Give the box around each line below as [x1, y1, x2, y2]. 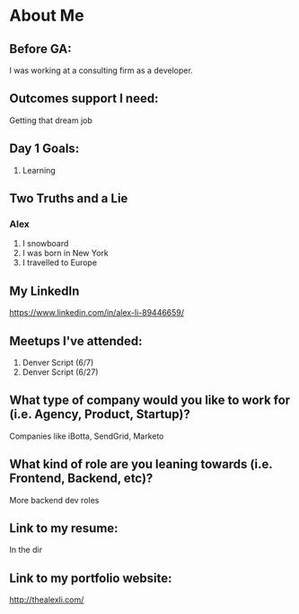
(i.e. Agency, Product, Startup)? [9, 406, 190, 423]
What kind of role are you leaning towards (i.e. [9, 457, 273, 472]
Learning [22, 165, 56, 175]
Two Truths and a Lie [9, 191, 128, 207]
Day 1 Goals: [9, 141, 80, 156]
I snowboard [22, 238, 69, 249]
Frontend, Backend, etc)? [9, 471, 154, 486]
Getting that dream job [9, 114, 92, 126]
